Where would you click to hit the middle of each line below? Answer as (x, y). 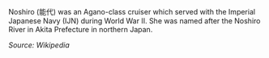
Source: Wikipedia (39, 45)
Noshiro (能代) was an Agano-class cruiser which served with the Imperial (132, 12)
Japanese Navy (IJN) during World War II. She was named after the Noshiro (134, 21)
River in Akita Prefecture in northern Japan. (81, 29)
